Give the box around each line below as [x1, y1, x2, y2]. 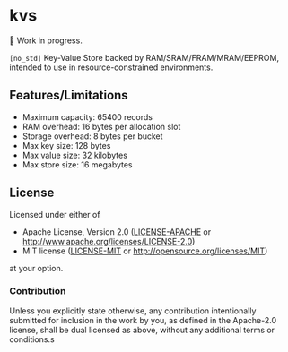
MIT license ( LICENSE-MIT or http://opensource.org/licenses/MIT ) [22, 245, 268, 256]
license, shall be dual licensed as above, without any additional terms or [9, 324, 275, 335]
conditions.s [9, 333, 56, 345]
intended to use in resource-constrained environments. [9, 62, 214, 73]
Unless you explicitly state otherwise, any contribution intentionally [9, 305, 257, 316]
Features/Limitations [9, 88, 128, 103]
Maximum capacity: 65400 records [22, 111, 153, 122]
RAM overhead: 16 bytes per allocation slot [22, 121, 181, 132]
